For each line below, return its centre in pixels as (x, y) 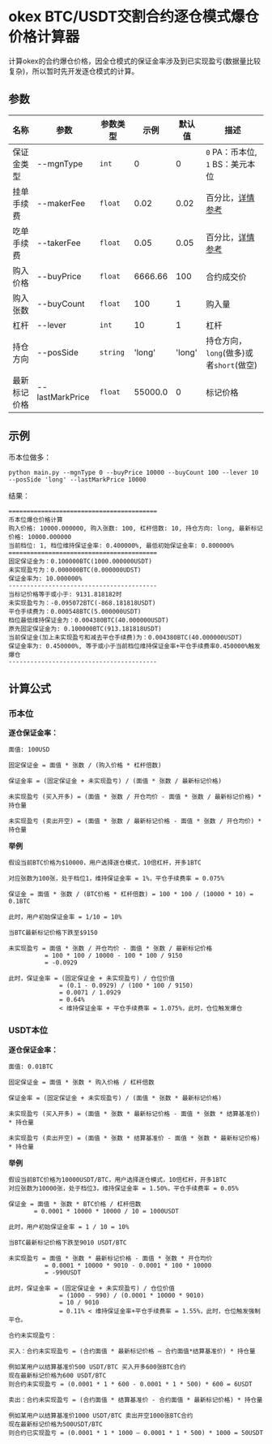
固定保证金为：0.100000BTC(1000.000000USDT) (80, 561)
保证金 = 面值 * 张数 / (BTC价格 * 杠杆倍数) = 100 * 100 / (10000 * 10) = (131, 894)
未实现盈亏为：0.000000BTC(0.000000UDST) (75, 570)
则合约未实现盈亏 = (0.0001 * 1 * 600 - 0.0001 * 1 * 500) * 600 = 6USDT (130, 1384)
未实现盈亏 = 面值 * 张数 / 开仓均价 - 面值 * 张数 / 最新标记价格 (110, 949)
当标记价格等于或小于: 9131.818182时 (65, 594)
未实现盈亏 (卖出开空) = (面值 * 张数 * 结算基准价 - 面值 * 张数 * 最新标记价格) (134, 1138)
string (113, 352)
